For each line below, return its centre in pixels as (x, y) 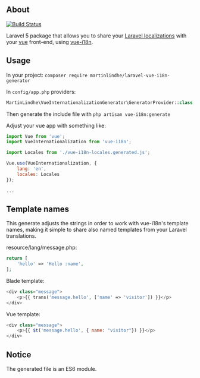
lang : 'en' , (32, 169)
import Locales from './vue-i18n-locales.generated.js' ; (78, 153)
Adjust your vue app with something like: (56, 125)
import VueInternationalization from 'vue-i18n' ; (69, 142)
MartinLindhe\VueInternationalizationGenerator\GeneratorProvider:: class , (101, 103)
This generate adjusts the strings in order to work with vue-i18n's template (97, 223)
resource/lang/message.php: (42, 248)
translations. (21, 236)
